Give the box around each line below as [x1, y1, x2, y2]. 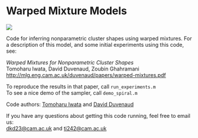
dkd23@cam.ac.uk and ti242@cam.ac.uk [6, 124, 107, 131]
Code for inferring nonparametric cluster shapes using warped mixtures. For [6, 34, 192, 42]
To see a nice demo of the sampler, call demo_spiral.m [6, 89, 138, 96]
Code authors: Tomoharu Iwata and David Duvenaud [6, 101, 134, 108]
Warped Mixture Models [6, 4, 127, 18]
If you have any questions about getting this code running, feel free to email [6, 112, 191, 119]
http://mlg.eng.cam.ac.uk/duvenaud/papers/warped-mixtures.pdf [6, 71, 167, 78]
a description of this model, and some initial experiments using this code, [6, 41, 184, 48]
